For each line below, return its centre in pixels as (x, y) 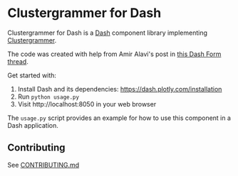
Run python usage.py (48, 97)
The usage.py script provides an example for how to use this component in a (119, 118)
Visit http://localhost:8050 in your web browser (87, 104)
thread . (18, 61)
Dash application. (33, 125)
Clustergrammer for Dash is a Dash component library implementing (108, 33)
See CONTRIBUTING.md (43, 165)
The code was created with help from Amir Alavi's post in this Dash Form (114, 54)
